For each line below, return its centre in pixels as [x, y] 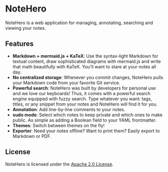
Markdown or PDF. [32, 136]
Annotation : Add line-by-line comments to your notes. [69, 109]
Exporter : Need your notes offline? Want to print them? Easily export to [86, 131]
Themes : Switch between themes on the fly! [58, 125]
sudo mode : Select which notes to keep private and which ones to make [87, 115]
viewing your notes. [26, 28]
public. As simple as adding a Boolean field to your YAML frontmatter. [85, 120]
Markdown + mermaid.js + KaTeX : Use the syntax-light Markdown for [85, 56]
